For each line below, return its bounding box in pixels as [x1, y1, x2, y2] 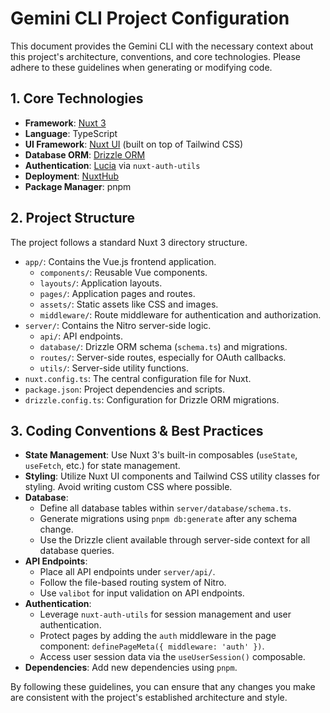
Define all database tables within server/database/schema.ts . [39, 502, 292, 514]
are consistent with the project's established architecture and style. [10, 692, 288, 704]
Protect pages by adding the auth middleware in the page [39, 630, 277, 642]
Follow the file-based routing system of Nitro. [39, 577, 227, 589]
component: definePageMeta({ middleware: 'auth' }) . [39, 640, 265, 652]
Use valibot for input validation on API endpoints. [39, 587, 245, 599]
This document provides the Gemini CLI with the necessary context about [10, 40, 314, 52]
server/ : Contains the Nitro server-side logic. [24, 319, 212, 331]
